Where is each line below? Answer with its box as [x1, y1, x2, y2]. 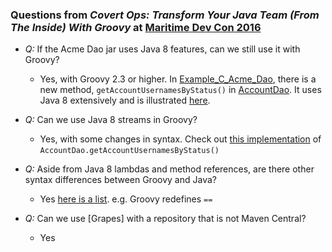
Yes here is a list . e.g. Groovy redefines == [39, 193, 213, 205]
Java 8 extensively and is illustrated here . [39, 94, 211, 107]
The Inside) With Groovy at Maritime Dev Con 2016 [10, 20, 262, 34]
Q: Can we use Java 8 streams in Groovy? [24, 114, 198, 126]
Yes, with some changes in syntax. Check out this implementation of [39, 133, 322, 145]
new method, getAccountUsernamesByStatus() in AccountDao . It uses [39, 84, 322, 96]
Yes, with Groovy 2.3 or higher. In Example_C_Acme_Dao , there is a [39, 73, 317, 85]
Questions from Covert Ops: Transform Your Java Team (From [10, 8, 320, 22]
